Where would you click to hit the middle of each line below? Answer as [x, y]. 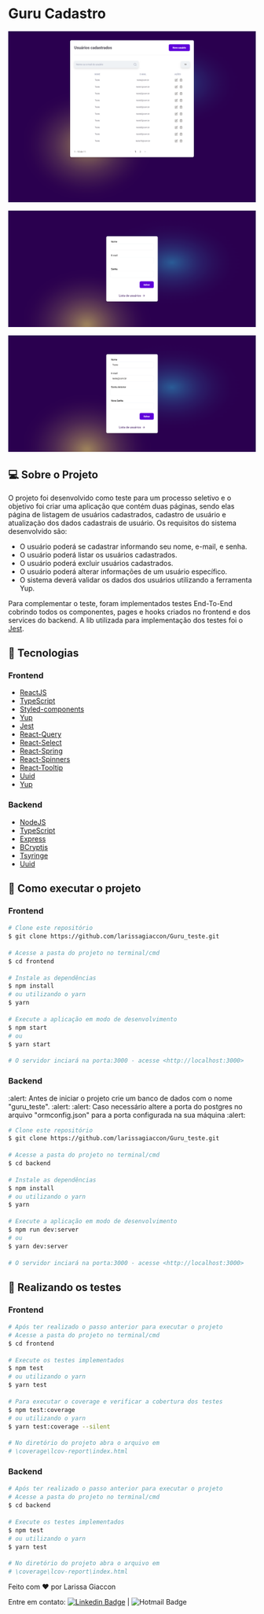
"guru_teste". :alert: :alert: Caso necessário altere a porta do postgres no [125, 1106]
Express [33, 839]
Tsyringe [34, 855]
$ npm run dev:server [44, 1230]
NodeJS [33, 822]
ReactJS [33, 693]
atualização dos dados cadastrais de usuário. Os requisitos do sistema [123, 523]
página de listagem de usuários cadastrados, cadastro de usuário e [117, 514]
